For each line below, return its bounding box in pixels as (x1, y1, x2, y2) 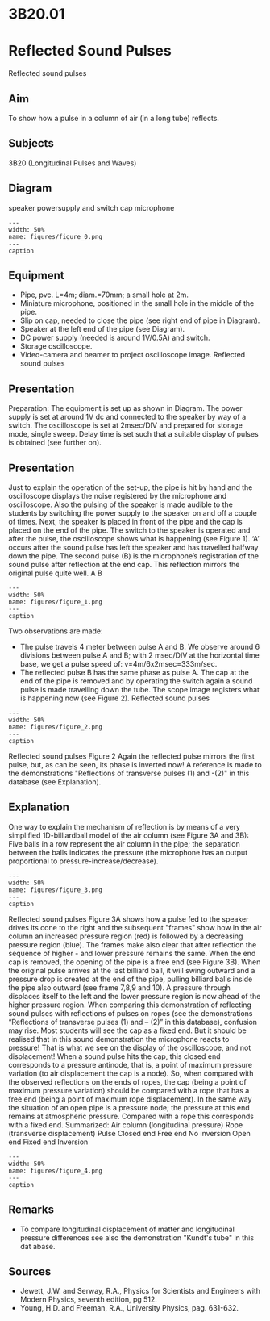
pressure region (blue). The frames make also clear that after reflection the (8, 939, 257, 949)
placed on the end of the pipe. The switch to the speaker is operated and (8, 525, 251, 535)
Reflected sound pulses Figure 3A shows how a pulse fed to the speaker (8, 913, 249, 924)
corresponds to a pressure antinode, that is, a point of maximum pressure (8, 1060, 253, 1069)
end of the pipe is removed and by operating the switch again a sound (19, 676, 253, 686)
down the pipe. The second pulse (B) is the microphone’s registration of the (8, 551, 260, 561)
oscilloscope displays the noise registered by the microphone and (8, 491, 227, 500)
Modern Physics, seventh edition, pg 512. (19, 1294, 157, 1304)
